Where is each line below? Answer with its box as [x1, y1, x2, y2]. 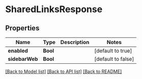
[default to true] [94, 47, 132, 54]
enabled [8, 47, 28, 54]
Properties [5, 24, 40, 32]
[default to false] [94, 56, 134, 62]
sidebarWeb [8, 56, 38, 62]
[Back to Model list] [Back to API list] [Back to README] [5, 68, 122, 74]
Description [60, 39, 90, 46]
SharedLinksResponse [5, 4, 103, 15]
